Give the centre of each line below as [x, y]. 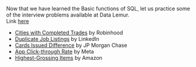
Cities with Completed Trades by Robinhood [69, 33]
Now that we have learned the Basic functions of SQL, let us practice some [98, 9]
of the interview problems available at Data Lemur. [68, 15]
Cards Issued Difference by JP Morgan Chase [71, 45]
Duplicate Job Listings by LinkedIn [57, 39]
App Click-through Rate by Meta [54, 52]
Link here [18, 21]
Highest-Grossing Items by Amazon [58, 58]
